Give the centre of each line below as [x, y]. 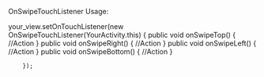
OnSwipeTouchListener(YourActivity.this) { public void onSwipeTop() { [122, 35]
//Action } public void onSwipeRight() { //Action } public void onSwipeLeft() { [132, 43]
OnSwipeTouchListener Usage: [58, 11]
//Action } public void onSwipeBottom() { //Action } [91, 51]
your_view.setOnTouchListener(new [66, 26]
